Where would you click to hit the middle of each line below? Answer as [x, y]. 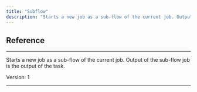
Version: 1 [18, 77]
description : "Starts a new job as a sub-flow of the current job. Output [99, 17]
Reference [26, 40]
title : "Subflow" [27, 11]
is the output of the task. [36, 66]
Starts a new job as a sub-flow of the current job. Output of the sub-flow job [98, 60]
